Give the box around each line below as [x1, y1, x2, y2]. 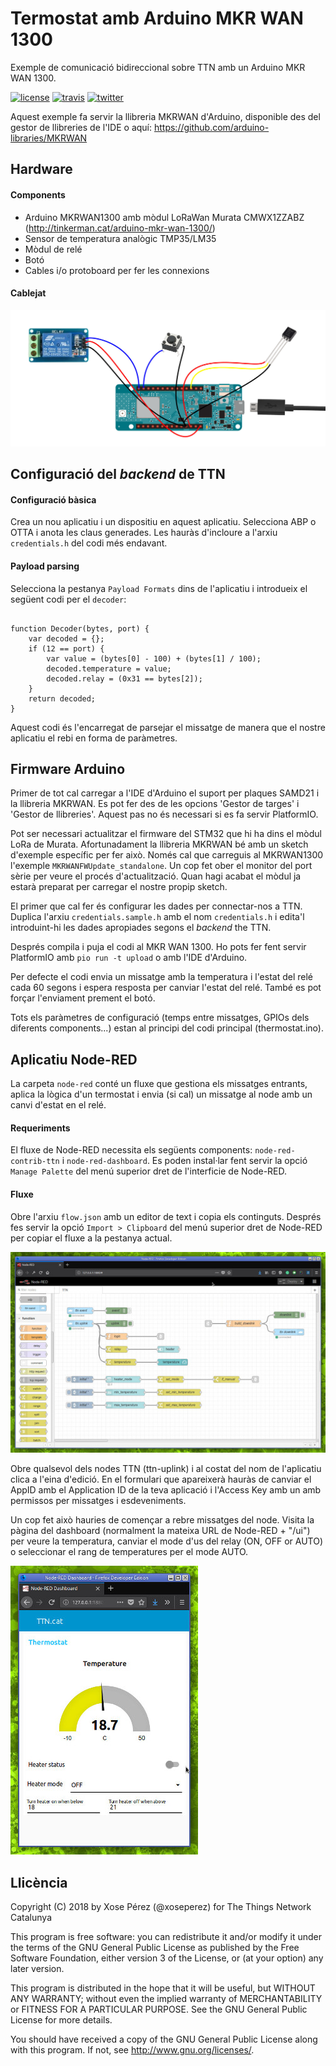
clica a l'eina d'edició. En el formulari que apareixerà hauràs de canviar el [10, 1473, 312, 1486]
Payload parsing [10, 560, 80, 572]
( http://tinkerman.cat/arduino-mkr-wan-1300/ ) [24, 222, 216, 234]
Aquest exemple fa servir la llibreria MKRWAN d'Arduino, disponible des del [10, 110, 321, 122]
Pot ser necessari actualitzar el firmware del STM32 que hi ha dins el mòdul [10, 828, 322, 840]
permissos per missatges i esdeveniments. [10, 1495, 187, 1507]
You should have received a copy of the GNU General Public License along [10, 2033, 318, 2046]
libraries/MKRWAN [10, 132, 88, 144]
